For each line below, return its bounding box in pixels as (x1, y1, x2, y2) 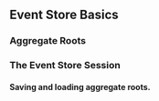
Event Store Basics (9, 7, 119, 23)
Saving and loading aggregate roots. (9, 81, 151, 92)
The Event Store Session (9, 59, 121, 72)
